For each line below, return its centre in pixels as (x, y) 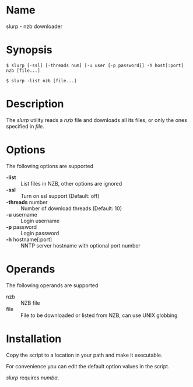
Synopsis (29, 50)
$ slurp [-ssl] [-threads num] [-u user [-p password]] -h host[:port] (95, 65)
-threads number (27, 202)
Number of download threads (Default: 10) (71, 208)
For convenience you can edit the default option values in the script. (88, 366)
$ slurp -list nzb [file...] (41, 81)
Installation (34, 339)
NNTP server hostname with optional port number (81, 245)
